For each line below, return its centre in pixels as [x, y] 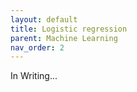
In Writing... [34, 76]
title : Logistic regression [69, 29]
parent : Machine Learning [64, 38]
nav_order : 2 [37, 47]
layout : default [44, 19]
